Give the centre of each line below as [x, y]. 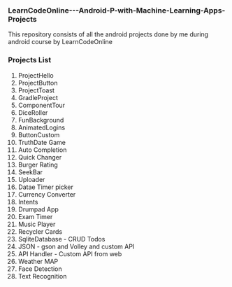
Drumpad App [38, 209]
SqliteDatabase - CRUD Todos [61, 239]
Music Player [37, 224]
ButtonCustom [39, 134]
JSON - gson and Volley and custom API [76, 246]
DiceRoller [33, 112]
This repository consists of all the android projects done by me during [108, 34]
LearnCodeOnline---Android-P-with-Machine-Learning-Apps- [117, 10]
